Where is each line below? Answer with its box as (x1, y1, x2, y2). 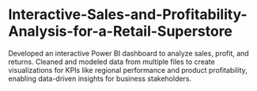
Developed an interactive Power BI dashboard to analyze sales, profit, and (8, 48, 249, 58)
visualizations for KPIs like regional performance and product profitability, (8, 65, 248, 74)
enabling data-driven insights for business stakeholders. (8, 74, 192, 83)
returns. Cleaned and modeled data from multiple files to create (8, 57, 215, 66)
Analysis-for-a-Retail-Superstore (8, 22, 233, 40)
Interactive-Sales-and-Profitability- (8, 6, 248, 24)
